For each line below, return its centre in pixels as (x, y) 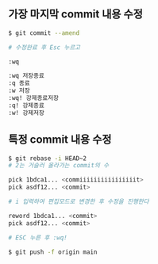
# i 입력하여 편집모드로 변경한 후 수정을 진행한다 (79, 201)
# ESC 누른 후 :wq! (38, 237)
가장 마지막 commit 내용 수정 (75, 14)
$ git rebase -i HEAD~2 (48, 158)
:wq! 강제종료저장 (34, 98)
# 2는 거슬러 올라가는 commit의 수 (59, 166)
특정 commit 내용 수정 (60, 140)
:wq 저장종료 (27, 76)
